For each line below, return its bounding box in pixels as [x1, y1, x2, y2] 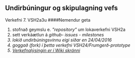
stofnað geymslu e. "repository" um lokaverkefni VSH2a [12, 27, 126, 32]
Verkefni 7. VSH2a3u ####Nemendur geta [5, 17, 91, 23]
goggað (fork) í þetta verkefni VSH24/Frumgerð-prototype [12, 42, 131, 48]
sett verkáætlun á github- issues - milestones [12, 31, 104, 37]
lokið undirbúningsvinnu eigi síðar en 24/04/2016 [12, 37, 112, 43]
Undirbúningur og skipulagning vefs [5, 4, 118, 12]
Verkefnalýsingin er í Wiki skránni [12, 47, 81, 53]
